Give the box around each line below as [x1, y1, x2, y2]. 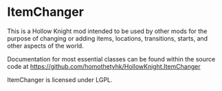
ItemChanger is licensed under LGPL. [7, 75, 113, 83]
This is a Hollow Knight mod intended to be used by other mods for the [7, 27, 208, 35]
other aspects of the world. [7, 41, 84, 50]
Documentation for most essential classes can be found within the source [7, 54, 216, 63]
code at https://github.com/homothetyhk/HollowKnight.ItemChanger [7, 62, 201, 70]
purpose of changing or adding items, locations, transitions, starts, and [7, 34, 208, 42]
